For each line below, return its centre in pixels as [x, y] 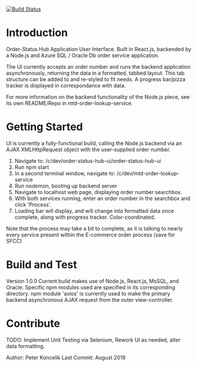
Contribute [33, 323]
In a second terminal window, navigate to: [65, 173]
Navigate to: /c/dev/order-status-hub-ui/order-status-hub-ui [88, 161]
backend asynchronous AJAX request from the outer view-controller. [90, 299]
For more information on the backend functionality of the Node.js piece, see [98, 96]
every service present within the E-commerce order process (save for [91, 235]
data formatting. [26, 346]
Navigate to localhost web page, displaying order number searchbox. [98, 192]
